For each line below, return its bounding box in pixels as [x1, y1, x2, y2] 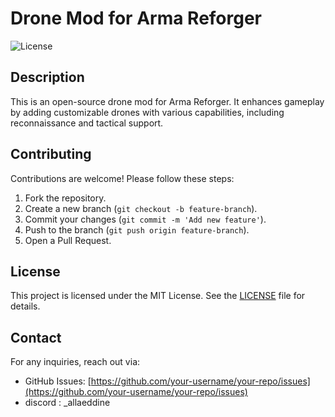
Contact [10, 329, 62, 346]
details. [10, 300, 41, 312]
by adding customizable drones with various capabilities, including [10, 106, 285, 118]
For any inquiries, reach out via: [10, 356, 141, 368]
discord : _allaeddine [24, 397, 111, 409]
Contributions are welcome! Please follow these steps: [10, 172, 235, 184]
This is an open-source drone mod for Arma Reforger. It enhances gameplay [10, 95, 325, 107]
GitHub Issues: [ [24, 375, 92, 387]
